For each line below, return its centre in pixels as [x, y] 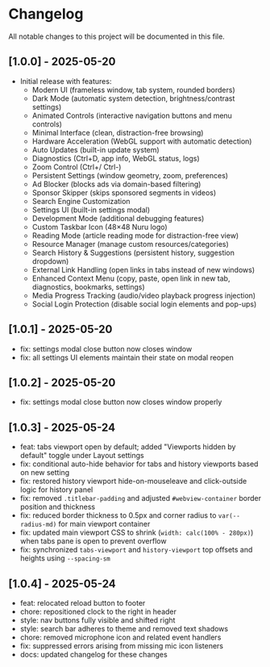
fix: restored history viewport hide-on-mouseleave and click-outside [133, 481]
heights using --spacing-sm [65, 558]
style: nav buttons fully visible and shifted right [98, 620]
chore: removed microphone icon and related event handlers [120, 637]
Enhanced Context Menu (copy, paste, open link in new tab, [131, 278]
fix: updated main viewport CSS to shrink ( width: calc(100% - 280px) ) [137, 532]
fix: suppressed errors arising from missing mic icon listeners [122, 646]
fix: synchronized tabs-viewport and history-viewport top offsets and [136, 550]
